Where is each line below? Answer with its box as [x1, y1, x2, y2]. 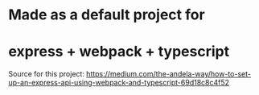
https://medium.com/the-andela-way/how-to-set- [85, 69, 252, 79]
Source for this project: [8, 69, 84, 79]
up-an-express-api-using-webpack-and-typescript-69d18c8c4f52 [8, 78, 230, 88]
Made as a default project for [8, 6, 205, 24]
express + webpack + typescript [8, 43, 230, 61]
